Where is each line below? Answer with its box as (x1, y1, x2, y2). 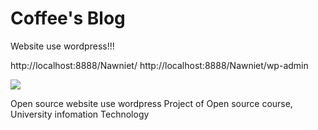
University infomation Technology (10, 108, 150, 120)
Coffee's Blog (10, 7, 126, 30)
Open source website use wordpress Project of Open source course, (10, 97, 293, 109)
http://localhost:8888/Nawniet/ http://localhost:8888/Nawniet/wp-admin (10, 59, 309, 71)
